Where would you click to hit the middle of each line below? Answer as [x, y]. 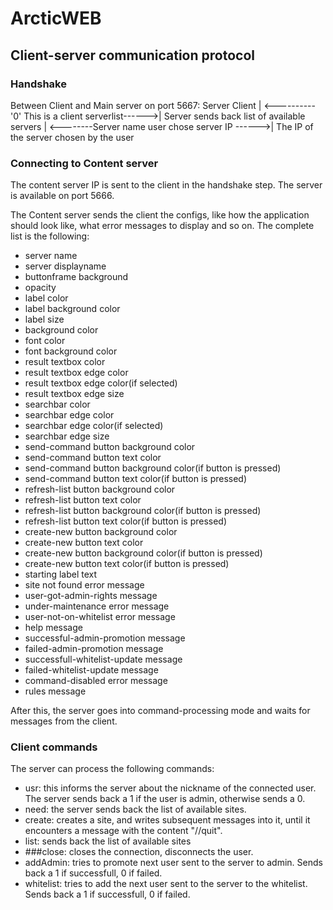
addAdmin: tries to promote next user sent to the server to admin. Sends [173, 863]
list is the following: [50, 236]
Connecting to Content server [84, 163]
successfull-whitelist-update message [103, 659]
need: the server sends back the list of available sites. [135, 809]
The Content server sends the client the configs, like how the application [160, 215]
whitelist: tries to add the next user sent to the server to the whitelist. [166, 884]
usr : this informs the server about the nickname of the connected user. [170, 788]
